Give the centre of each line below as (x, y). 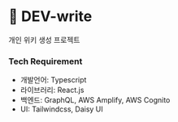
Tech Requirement (46, 61)
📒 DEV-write (50, 17)
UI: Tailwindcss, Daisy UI (61, 109)
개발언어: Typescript (53, 80)
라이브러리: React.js (52, 90)
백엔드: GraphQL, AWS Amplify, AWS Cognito (95, 100)
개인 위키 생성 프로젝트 (44, 40)
